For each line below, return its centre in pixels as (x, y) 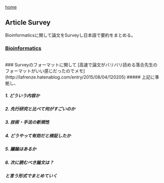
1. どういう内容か (23, 95)
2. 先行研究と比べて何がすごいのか (40, 109)
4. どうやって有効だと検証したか (38, 136)
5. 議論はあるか (21, 149)
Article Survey (28, 22)
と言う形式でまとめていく (31, 176)
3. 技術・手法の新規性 (27, 122)
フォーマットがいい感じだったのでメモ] (45, 71)
